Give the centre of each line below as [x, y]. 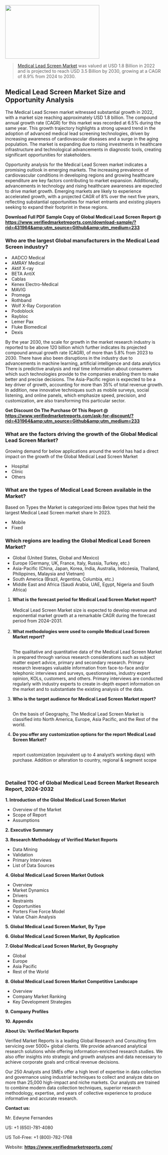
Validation [23, 855]
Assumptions [26, 820]
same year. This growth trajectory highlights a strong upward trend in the [80, 128]
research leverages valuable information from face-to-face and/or [81, 668]
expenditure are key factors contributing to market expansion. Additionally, [82, 180]
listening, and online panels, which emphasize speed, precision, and [76, 395]
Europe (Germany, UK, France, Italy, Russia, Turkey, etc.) [71, 563]
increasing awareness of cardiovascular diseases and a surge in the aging [82, 138]
